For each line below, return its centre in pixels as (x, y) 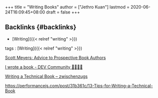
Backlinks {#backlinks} (41, 27)
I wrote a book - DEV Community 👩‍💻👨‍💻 (44, 67)
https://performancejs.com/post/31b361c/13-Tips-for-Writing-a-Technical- (79, 85)
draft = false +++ (63, 12)
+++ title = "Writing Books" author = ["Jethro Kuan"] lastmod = (67, 7)
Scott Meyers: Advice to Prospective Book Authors (56, 57)
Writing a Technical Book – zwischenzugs (46, 76)
